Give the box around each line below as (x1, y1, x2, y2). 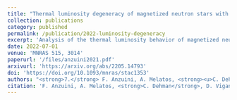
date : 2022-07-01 (7, 43, 59, 50)
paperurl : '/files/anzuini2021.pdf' (7, 56, 115, 63)
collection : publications (7, 17, 83, 24)
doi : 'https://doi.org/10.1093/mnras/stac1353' (7, 69, 150, 76)
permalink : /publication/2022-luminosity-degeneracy (7, 30, 166, 37)
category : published (7, 23, 68, 30)
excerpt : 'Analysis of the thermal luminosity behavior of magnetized (7, 37, 219, 44)
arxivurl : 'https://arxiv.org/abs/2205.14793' (7, 63, 147, 70)
